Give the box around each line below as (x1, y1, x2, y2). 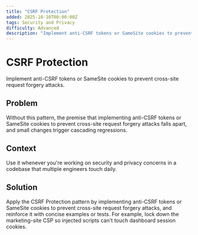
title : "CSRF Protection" (6, 8, 70, 15)
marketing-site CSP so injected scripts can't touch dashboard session (6, 217, 176, 224)
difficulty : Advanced (6, 25, 60, 31)
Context (6, 143, 37, 153)
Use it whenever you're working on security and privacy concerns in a (6, 159, 177, 166)
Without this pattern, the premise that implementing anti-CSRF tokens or (6, 114, 181, 121)
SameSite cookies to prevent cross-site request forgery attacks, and (6, 204, 172, 211)
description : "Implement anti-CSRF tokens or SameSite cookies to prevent (6, 31, 194, 36)
